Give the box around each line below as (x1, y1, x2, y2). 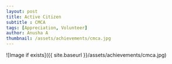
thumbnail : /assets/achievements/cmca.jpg (6, 35, 111, 41)
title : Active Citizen (6, 14, 61, 20)
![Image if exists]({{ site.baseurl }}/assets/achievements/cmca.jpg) (6, 52, 167, 58)
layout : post (6, 8, 38, 15)
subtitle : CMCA (6, 19, 46, 25)
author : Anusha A (6, 30, 49, 36)
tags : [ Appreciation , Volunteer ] (6, 24, 88, 31)
